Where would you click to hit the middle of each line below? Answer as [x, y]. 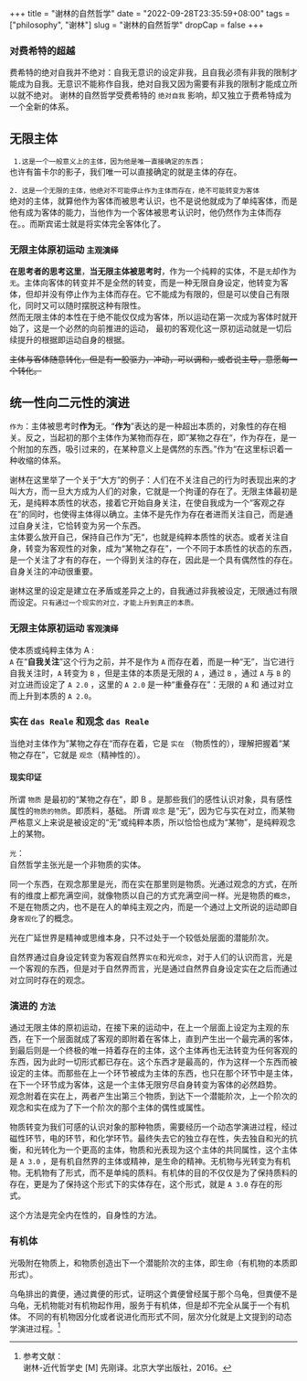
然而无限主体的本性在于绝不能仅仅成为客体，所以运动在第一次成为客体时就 [149, 317]
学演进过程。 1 [35, 1327]
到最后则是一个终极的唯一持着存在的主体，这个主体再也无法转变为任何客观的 [153, 1051]
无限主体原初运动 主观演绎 [64, 250]
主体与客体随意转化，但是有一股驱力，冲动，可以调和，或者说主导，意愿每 [149, 359]
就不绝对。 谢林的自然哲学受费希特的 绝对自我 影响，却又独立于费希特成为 [154, 95]
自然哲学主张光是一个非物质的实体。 [78, 865]
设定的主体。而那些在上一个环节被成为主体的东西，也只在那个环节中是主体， [153, 1074]
